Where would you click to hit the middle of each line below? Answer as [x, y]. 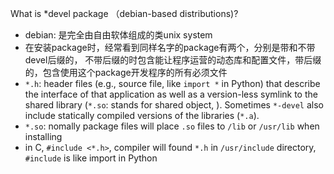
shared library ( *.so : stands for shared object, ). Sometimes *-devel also [174, 105]
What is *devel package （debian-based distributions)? [124, 13]
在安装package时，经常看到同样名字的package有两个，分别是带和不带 [170, 47]
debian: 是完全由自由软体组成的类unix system [118, 35]
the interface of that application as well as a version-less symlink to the [171, 94]
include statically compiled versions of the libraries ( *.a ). [142, 115]
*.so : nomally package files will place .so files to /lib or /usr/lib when [172, 126]
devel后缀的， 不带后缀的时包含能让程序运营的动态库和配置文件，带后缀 [173, 60]
